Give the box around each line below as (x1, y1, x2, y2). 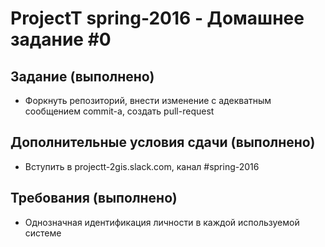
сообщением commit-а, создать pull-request (24, 105, 215, 117)
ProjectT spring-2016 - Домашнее (10, 7, 305, 30)
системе (24, 227, 62, 239)
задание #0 (10, 28, 112, 51)
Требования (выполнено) (10, 190, 178, 207)
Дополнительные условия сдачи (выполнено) (10, 134, 316, 151)
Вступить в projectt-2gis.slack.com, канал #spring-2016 (24, 160, 260, 172)
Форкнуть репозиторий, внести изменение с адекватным (24, 95, 272, 106)
